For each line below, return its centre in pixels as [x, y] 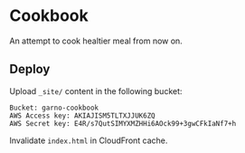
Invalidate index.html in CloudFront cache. [89, 140]
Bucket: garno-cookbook [54, 108]
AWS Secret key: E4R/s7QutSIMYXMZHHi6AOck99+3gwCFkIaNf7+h [123, 123]
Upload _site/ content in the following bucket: [96, 91]
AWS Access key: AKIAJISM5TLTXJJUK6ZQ [82, 115]
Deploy [30, 69]
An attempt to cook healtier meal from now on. [96, 41]
